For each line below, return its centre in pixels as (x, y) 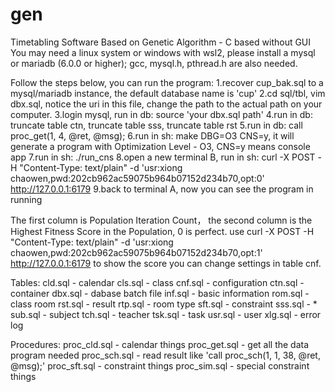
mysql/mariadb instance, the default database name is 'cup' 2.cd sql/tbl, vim (168, 93)
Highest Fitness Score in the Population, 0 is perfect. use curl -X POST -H (162, 231)
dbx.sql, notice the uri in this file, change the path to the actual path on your (166, 104)
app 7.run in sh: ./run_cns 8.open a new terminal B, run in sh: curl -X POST (163, 157)
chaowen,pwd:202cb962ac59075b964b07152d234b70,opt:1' (136, 252)
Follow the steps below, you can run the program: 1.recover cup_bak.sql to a (167, 82)
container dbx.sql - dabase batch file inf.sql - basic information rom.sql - (160, 293)
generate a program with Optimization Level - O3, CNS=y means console (160, 146)
